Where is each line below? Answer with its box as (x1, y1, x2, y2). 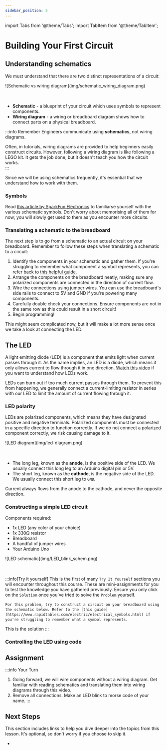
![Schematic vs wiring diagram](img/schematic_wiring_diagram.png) (5, 82, 146, 88)
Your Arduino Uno (12, 546, 49, 552)
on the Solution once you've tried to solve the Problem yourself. (5, 592, 136, 598)
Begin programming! (12, 311, 55, 317)
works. (5, 159, 19, 165)
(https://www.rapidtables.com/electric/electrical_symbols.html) (5, 612, 144, 617)
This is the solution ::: (5, 626, 49, 632)
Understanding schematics (5, 60, 92, 68)
